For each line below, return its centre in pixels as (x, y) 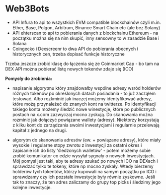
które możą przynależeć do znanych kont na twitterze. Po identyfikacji (84, 104)
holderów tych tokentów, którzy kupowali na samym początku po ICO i (84, 171)
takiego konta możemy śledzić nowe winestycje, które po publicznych (84, 109)
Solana (19, 43)
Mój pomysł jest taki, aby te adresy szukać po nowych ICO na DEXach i (85, 161)
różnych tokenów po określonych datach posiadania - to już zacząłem (84, 93)
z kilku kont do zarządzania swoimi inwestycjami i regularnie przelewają (86, 125)
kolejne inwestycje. (32, 187)
